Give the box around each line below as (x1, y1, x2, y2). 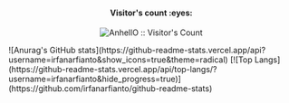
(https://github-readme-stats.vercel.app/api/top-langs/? (8, 64, 218, 75)
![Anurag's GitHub (8, 45, 76, 56)
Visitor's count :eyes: (110, 7, 193, 18)
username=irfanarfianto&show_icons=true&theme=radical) (8, 54, 228, 65)
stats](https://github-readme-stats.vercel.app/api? (77, 45, 266, 56)
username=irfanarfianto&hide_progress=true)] (8, 73, 182, 85)
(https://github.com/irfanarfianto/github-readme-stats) (8, 83, 213, 94)
